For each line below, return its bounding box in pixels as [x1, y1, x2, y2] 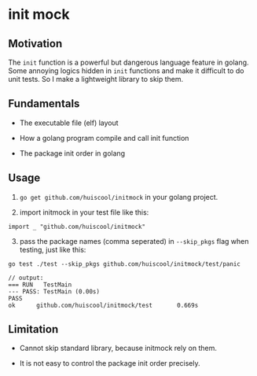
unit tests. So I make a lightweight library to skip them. [8, 75, 184, 83]
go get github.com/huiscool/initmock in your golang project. [19, 192, 218, 201]
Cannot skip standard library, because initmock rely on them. [19, 344, 218, 353]
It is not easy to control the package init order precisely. [19, 359, 200, 368]
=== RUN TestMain [8, 281, 72, 289]
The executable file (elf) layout [19, 118, 119, 127]
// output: [8, 274, 44, 282]
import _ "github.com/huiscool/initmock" [8, 223, 146, 230]
